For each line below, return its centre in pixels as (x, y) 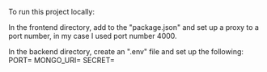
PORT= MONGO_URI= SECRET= (62, 60)
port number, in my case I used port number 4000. (93, 36)
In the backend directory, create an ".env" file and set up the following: (126, 51)
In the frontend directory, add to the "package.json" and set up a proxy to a (133, 27)
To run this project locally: (52, 12)
